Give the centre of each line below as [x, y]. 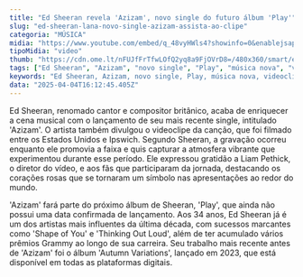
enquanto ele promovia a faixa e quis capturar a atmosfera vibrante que [142, 149]
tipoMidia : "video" [46, 51]
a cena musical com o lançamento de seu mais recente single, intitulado [143, 120]
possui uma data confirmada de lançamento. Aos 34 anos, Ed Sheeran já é [148, 214]
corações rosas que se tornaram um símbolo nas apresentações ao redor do [151, 178]
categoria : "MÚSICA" [48, 34]
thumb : [22, 60]
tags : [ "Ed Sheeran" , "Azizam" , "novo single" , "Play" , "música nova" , [147, 69]
